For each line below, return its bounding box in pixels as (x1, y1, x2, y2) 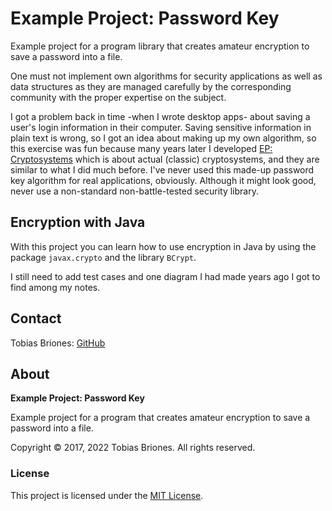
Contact (10, 310, 62, 327)
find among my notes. (10, 281, 101, 293)
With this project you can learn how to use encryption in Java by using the (10, 240, 317, 252)
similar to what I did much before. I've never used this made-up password (10, 163, 315, 176)
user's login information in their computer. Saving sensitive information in (10, 121, 312, 133)
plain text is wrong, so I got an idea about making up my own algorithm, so (10, 132, 317, 144)
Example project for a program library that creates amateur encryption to (10, 40, 310, 52)
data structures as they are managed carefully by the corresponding (10, 80, 292, 92)
